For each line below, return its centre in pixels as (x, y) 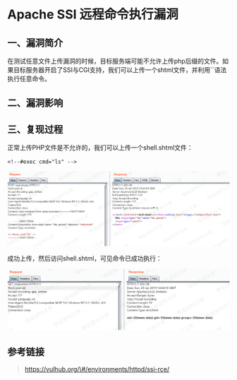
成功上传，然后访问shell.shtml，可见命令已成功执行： (85, 258)
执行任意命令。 (29, 79)
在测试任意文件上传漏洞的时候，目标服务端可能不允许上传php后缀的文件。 (115, 61)
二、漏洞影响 (35, 103)
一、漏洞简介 (35, 43)
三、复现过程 (35, 129)
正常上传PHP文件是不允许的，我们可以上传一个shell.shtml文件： (100, 148)
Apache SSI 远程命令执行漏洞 (93, 14)
